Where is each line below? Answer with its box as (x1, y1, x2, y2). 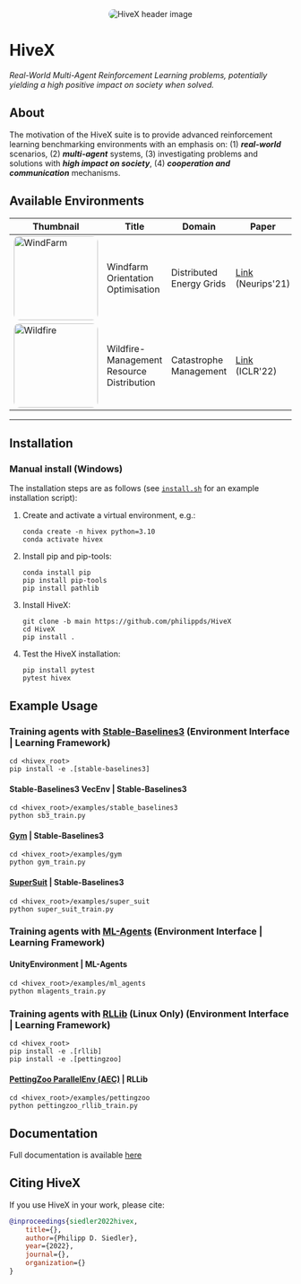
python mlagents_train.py (9, 987, 106, 996)
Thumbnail (32, 220, 80, 233)
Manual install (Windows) (9, 462, 124, 475)
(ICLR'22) (236, 365, 278, 377)
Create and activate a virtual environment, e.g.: (21, 510, 196, 521)
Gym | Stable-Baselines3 (9, 830, 105, 840)
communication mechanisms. (9, 167, 121, 178)
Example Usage (9, 698, 99, 713)
